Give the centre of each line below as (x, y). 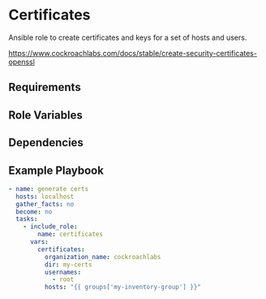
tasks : (27, 219)
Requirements (45, 87)
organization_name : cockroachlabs (103, 257)
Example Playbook (56, 170)
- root (63, 279)
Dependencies (46, 143)
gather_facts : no (45, 204)
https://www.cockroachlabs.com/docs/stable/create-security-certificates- (133, 53)
